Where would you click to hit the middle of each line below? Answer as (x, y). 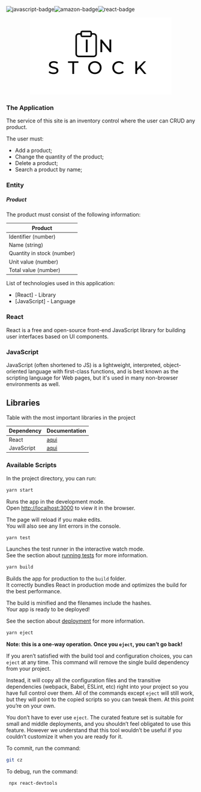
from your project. (28, 669)
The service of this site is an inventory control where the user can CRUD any (101, 121)
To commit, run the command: (43, 748)
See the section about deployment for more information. (76, 621)
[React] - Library (35, 295)
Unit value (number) (34, 262)
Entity (15, 185)
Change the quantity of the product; (59, 157)
